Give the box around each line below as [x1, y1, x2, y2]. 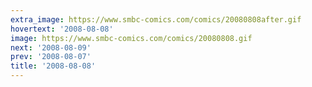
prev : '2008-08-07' [10, 52, 92, 62]
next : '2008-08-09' [10, 42, 92, 53]
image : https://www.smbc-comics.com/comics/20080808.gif [10, 33, 253, 43]
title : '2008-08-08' [10, 61, 97, 71]
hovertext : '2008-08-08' [10, 24, 114, 34]
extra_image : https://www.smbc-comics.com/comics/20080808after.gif [10, 14, 302, 25]
